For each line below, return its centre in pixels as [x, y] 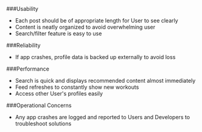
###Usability [22, 9]
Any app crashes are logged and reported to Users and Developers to [103, 117]
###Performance [28, 69]
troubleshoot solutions [43, 123]
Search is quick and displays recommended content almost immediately [105, 81]
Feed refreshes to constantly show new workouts [77, 87]
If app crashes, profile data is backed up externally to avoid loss [95, 57]
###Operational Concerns [39, 105]
